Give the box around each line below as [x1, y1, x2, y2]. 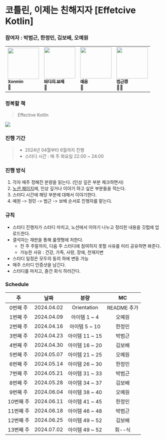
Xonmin [7, 79, 24, 84]
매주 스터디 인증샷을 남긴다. [12, 261, 66, 268]
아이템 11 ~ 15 [67, 332, 102, 339]
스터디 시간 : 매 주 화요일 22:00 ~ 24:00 [24, 153, 104, 159]
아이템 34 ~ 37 [67, 379, 102, 386]
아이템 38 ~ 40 [67, 388, 102, 395]
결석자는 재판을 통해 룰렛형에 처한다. [12, 236, 83, 243]
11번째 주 [7, 407, 30, 414]
